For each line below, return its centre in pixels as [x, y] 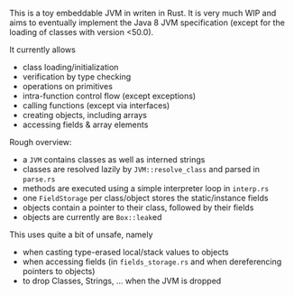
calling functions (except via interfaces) [96, 106]
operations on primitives [67, 86]
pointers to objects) [59, 271]
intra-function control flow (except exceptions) [109, 96]
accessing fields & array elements [85, 124]
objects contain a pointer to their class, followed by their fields [138, 207]
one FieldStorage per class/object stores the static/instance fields [145, 198]
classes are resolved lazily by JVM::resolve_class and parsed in [141, 169]
